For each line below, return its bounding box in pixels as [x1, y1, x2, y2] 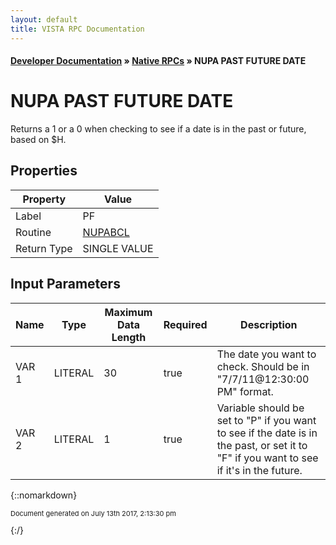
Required [163, 317, 208, 331]
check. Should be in [216, 359, 310, 373]
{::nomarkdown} [10, 489, 78, 501]
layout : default [10, 14, 78, 25]
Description [240, 317, 298, 331]
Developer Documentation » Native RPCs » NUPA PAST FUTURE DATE [10, 55, 307, 67]
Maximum [104, 305, 153, 319]
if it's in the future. [216, 463, 303, 477]
